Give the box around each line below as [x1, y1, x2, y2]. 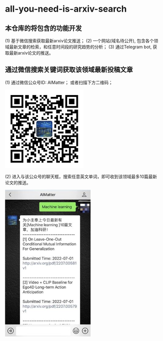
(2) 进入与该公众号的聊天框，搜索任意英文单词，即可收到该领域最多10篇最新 [5, 173, 157, 179]
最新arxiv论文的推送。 [9, 50, 54, 56]
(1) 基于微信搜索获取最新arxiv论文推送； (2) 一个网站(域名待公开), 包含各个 [5, 38, 154, 43]
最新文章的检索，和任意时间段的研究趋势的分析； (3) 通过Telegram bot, [9, 44, 152, 50]
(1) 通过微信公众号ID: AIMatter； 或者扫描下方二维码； [5, 79, 113, 85]
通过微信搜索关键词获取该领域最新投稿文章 [5, 66, 133, 74]
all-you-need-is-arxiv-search [5, 3, 127, 15]
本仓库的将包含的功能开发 [5, 24, 82, 32]
